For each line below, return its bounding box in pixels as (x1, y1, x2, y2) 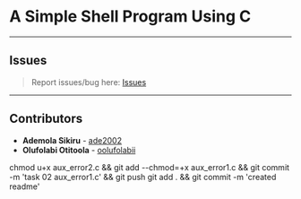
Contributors (9, 111, 83, 126)
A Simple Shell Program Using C (9, 6, 252, 27)
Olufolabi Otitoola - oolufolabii (21, 144, 136, 155)
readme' (9, 181, 40, 192)
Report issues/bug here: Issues (30, 76, 147, 87)
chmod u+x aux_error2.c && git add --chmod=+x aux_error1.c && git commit (9, 161, 289, 172)
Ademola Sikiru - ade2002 (21, 134, 123, 145)
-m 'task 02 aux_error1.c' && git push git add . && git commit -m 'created (9, 171, 277, 182)
